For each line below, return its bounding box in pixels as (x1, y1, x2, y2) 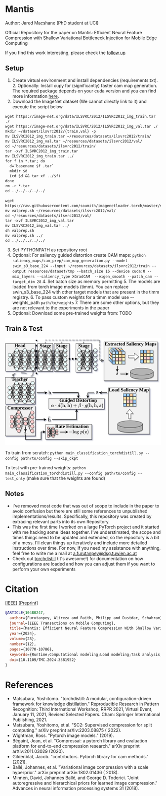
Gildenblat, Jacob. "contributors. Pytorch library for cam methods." (12, 754, 149, 760)
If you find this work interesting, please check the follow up (5, 50, 126, 56)
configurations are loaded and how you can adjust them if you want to (12, 561, 155, 567)
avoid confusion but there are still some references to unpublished (12, 508, 148, 514)
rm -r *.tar (5, 183, 30, 188)
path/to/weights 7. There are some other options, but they (41, 299, 160, 305)
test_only (5, 476, 26, 481)
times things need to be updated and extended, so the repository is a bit (12, 534, 160, 540)
